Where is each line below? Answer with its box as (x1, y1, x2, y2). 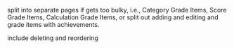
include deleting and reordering (7, 34, 98, 42)
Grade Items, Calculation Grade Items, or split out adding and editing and (7, 13, 219, 21)
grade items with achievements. (7, 21, 100, 28)
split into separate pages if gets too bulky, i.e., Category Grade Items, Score (7, 6, 227, 14)
